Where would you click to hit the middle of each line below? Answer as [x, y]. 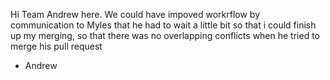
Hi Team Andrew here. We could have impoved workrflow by [135, 14]
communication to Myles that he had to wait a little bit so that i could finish [163, 25]
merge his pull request [56, 46]
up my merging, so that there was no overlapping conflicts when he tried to [165, 35]
